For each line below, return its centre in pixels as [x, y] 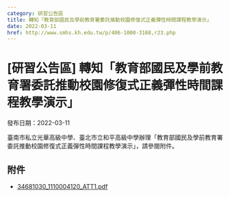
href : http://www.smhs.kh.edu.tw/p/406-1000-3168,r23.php [91, 32]
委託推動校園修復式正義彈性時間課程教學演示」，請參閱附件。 [92, 146]
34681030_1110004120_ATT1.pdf [62, 186]
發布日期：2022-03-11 [39, 123]
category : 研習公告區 [35, 13]
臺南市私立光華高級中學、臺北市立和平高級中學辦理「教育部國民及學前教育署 [115, 137]
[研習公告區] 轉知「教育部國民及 [97, 68]
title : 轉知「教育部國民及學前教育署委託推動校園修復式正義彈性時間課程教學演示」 [110, 20]
